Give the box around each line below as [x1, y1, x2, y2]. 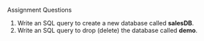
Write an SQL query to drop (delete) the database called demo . [17, 27, 198, 34]
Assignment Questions [7, 6, 72, 14]
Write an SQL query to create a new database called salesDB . [17, 19, 194, 27]
